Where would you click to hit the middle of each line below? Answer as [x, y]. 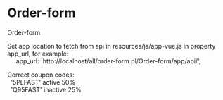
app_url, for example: [38, 54]
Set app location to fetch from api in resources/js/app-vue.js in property [111, 46]
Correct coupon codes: [41, 75]
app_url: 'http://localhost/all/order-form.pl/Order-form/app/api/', [108, 61]
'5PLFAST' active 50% [43, 82]
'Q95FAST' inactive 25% [46, 89]
